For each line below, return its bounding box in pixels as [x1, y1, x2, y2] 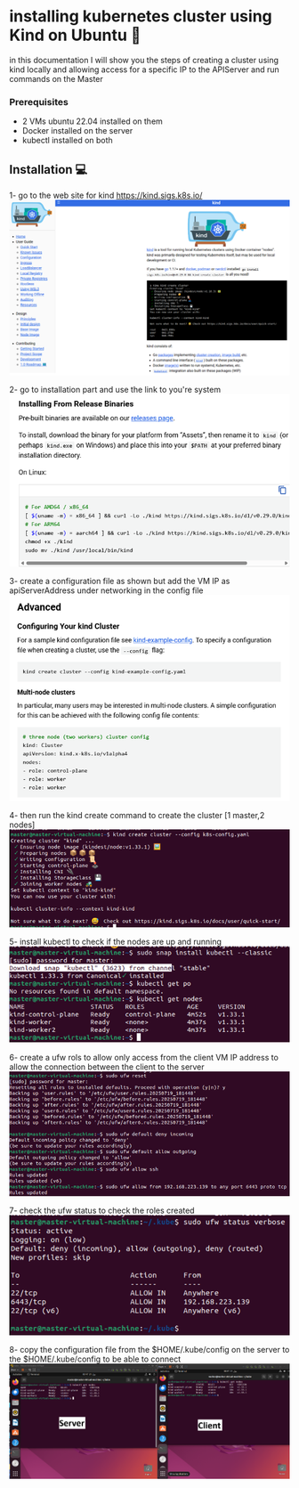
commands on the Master [9, 73, 104, 84]
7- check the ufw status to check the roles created [9, 1205, 195, 1216]
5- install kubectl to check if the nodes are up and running [9, 937, 222, 947]
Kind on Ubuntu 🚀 [9, 25, 141, 45]
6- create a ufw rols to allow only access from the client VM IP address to [9, 1053, 279, 1063]
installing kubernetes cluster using [9, 6, 273, 27]
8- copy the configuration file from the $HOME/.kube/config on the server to [9, 1345, 290, 1355]
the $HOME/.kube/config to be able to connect [9, 1354, 181, 1364]
